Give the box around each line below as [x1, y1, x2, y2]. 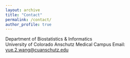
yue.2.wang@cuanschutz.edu [5, 47, 69, 53]
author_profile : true [5, 22, 52, 27]
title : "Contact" [5, 12, 43, 17]
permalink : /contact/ [5, 17, 52, 22]
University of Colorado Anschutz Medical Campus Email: [5, 42, 125, 48]
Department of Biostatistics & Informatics [5, 36, 92, 42]
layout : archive [5, 7, 40, 13]
